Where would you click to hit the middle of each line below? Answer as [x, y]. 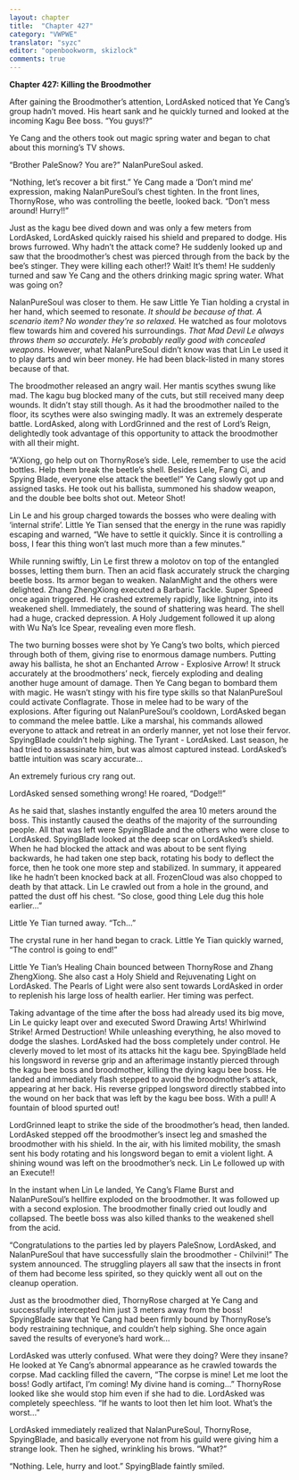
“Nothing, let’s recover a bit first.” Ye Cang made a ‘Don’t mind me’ [131, 182]
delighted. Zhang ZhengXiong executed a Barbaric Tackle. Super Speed [141, 589]
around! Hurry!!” [39, 210]
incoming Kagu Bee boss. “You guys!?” [81, 121]
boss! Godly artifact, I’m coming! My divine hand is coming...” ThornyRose [145, 1384]
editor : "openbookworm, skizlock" [74, 51]
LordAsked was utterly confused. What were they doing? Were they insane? [149, 1355]
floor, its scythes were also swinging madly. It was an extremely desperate [146, 414]
